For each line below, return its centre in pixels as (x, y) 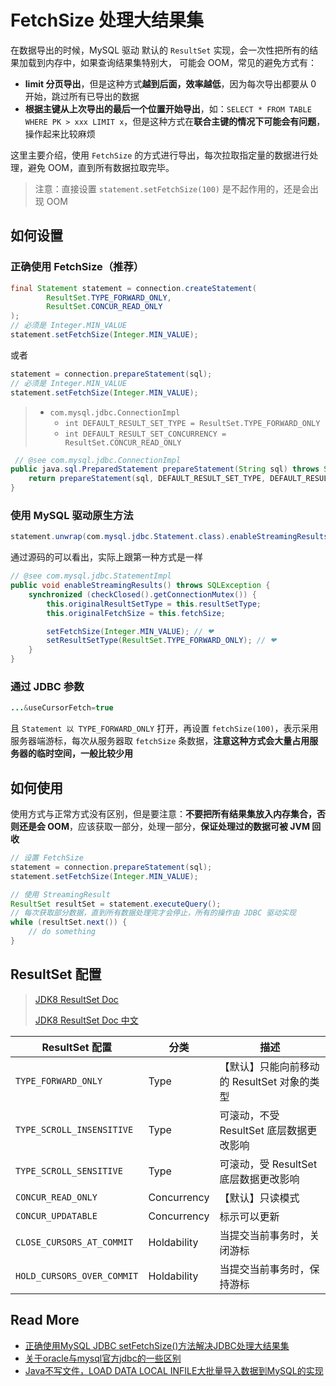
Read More (45, 1320)
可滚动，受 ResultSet (268, 1164)
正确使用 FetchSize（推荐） (77, 267)
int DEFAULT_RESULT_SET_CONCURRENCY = (145, 434)
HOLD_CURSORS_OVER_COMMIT (77, 1275)
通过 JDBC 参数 (47, 686)
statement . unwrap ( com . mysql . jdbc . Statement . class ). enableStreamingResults (169, 537)
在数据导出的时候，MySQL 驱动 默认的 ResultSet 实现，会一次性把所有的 (160, 50)
